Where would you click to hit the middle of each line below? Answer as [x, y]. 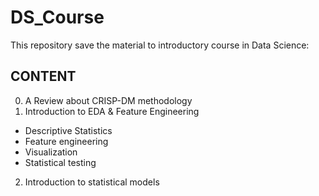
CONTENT [43, 76]
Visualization [51, 152]
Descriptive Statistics [68, 130]
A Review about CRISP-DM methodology [108, 100]
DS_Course [57, 17]
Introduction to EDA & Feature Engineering [112, 111]
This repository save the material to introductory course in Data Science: [160, 45]
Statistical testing [60, 162]
